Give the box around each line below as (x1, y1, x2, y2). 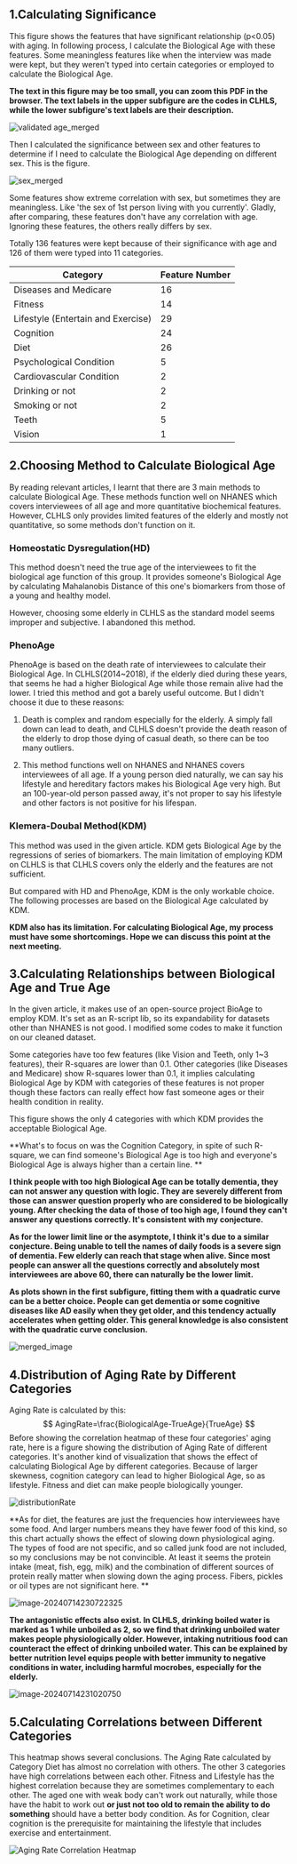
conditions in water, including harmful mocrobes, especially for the (9, 1662, 262, 1673)
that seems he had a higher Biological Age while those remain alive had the (9, 678, 284, 689)
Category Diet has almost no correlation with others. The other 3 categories (9, 1761, 286, 1772)
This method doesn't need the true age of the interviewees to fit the (9, 562, 257, 572)
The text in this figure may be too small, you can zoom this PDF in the (9, 85, 269, 96)
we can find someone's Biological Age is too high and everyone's (38, 1150, 277, 1161)
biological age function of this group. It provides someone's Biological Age (9, 571, 282, 581)
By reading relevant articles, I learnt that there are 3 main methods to (9, 482, 261, 492)
